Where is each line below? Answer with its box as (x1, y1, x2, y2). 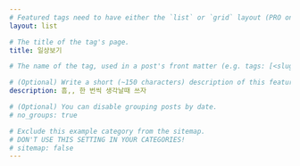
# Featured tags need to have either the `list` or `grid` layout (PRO (9, 12, 281, 22)
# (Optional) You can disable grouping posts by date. (9, 103, 218, 112)
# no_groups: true (9, 111, 78, 120)
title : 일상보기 (9, 46, 62, 54)
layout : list (9, 21, 58, 30)
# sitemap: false (9, 144, 74, 153)
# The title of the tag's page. (9, 37, 129, 46)
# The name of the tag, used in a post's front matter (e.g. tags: (9, 62, 266, 71)
